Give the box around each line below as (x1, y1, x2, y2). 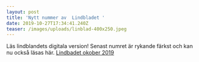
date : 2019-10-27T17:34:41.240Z (6, 20, 89, 26)
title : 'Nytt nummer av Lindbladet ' (6, 15, 105, 21)
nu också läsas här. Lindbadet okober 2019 (6, 49, 114, 57)
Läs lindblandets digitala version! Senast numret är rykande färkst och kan (6, 43, 194, 50)
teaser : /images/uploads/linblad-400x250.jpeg (6, 26, 127, 32)
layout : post (6, 9, 40, 15)
